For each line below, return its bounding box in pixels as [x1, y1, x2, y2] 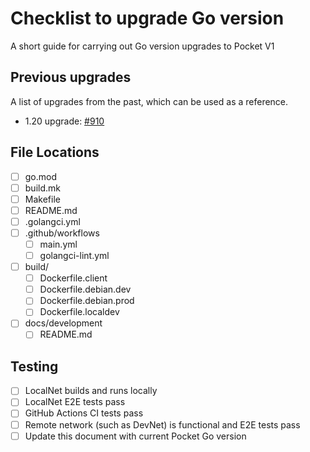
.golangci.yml [24, 215, 81, 227]
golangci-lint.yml [39, 250, 110, 261]
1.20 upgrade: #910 [24, 115, 105, 127]
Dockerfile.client [39, 272, 108, 284]
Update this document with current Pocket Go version [24, 430, 247, 442]
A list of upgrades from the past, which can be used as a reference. [10, 95, 289, 107]
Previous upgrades [10, 69, 132, 86]
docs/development [24, 317, 103, 329]
